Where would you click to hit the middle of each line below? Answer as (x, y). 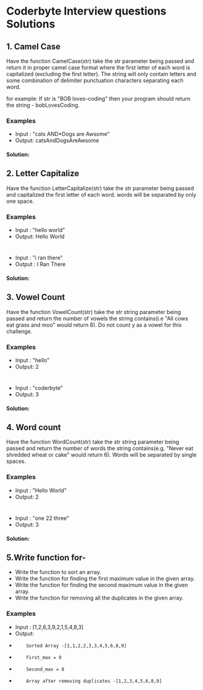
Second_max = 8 (45, 669)
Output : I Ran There (40, 264)
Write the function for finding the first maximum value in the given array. (105, 579)
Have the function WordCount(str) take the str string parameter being (93, 442)
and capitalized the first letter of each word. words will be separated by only (101, 194)
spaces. (16, 461)
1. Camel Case (33, 46)
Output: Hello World (40, 236)
